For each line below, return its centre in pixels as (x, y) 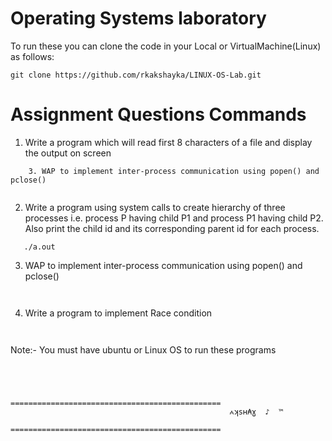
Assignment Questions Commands (158, 114)
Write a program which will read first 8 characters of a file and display (168, 142)
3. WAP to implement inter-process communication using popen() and (174, 171)
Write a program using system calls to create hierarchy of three (155, 207)
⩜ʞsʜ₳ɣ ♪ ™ (256, 412)
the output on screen (68, 153)
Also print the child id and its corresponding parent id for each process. (172, 228)
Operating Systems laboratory (138, 18)
